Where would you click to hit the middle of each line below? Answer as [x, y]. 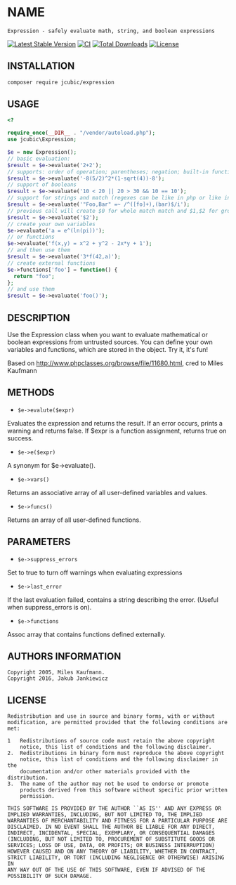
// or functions [31, 237]
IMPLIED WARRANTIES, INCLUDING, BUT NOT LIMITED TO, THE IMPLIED [105, 815]
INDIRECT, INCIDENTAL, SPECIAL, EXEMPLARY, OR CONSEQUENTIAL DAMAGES [111, 833]
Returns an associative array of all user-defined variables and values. [107, 492]
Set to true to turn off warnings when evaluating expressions [95, 572]
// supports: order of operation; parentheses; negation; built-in [108, 172]
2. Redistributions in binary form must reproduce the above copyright [116, 753]
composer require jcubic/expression [61, 82]
